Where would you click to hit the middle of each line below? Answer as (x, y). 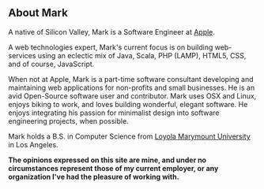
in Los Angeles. (33, 144)
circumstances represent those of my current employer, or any (113, 168)
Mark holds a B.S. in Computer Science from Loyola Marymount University (129, 136)
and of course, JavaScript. (51, 64)
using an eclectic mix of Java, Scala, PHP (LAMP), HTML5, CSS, (142, 55)
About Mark (38, 13)
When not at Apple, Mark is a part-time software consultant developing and (131, 79)
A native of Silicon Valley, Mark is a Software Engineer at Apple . (112, 31)
